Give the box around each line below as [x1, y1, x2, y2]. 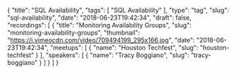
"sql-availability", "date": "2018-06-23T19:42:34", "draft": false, [7, 13, 192, 22]
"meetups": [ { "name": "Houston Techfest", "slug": [50, 44, 199, 51]
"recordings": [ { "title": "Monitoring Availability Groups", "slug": [7, 21, 192, 29]
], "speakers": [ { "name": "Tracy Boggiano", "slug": [39, 51, 190, 59]
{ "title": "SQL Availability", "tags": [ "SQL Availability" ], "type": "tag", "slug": [7, 6, 230, 14]
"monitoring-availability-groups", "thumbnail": [7, 28, 140, 37]
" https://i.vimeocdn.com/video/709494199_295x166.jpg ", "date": [7, 36, 195, 44]
